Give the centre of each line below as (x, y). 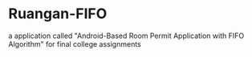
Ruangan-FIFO (58, 14)
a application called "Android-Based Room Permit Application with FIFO (126, 36)
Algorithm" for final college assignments (75, 44)
